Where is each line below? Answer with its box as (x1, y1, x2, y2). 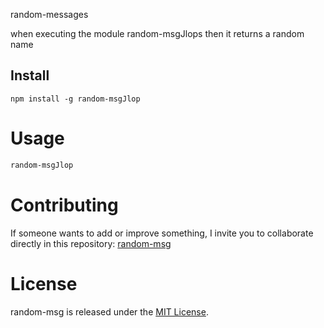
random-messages (10, 9, 89, 20)
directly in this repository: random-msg (10, 237, 172, 249)
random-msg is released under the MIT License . (10, 305, 209, 318)
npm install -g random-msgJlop (10, 94, 141, 104)
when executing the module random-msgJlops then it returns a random (10, 28, 305, 39)
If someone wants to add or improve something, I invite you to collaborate (10, 227, 314, 239)
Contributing (10, 194, 119, 216)
